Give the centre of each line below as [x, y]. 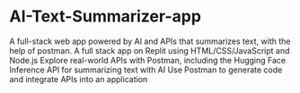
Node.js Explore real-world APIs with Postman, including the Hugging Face [147, 60]
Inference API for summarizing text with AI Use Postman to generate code [146, 70]
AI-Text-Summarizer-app [106, 17]
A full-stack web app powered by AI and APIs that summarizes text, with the [150, 41]
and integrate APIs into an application [79, 79]
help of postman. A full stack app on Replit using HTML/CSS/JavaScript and [150, 50]
